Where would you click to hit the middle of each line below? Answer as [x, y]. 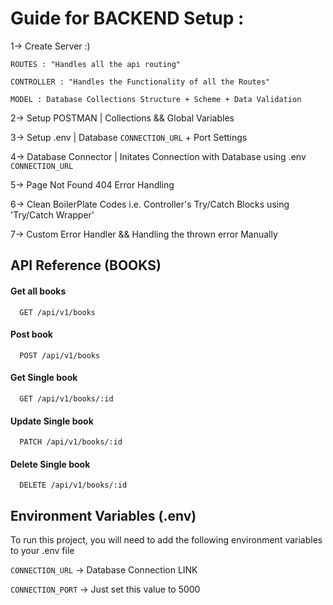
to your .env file [42, 551]
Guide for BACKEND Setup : [127, 18]
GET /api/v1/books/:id [66, 398]
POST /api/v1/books [60, 355]
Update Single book [52, 421]
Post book [31, 334]
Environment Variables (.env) [103, 515]
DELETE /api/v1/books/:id [73, 485]
